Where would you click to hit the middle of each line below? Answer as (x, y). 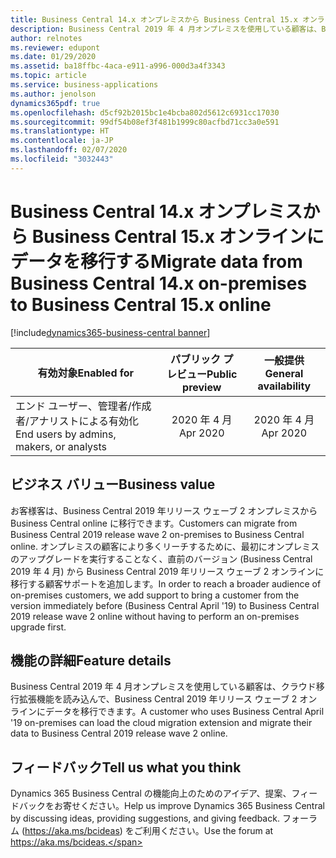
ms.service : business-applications (84, 85)
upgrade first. (38, 627)
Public (222, 374)
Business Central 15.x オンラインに (178, 236)
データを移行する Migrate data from (156, 261)
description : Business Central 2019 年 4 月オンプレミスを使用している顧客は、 (166, 29)
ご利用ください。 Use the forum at (203, 831)
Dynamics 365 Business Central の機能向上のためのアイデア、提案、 (151, 793)
